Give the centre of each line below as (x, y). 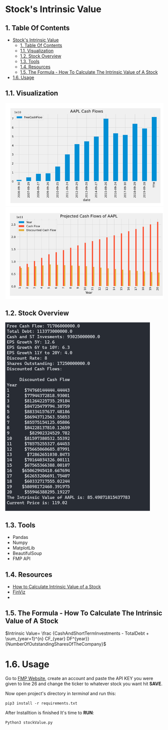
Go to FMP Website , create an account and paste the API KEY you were (79, 678)
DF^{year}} (78, 638)
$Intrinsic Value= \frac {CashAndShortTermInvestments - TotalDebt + (77, 633)
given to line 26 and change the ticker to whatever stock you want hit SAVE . (84, 684)
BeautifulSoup (27, 554)
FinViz (19, 592)
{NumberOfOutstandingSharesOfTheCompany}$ (56, 644)
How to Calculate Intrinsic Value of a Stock (57, 587)
